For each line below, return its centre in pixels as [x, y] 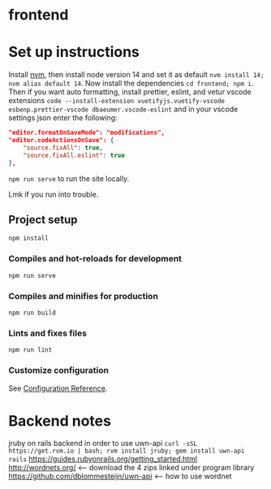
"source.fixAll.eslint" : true [74, 155]
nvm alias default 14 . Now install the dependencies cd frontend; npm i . [131, 84]
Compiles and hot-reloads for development [95, 259]
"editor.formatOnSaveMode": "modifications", [86, 133]
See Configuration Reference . [58, 388]
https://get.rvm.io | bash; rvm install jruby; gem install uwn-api [127, 451]
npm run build [32, 313]
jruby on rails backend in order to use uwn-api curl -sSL [103, 444]
